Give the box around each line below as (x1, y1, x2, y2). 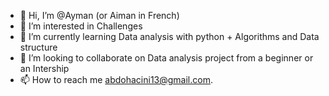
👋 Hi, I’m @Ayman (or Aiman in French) (19, 10, 180, 21)
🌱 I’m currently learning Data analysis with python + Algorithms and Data (19, 31, 320, 42)
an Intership (19, 63, 70, 74)
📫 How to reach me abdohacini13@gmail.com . (19, 74, 213, 85)
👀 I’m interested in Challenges (19, 20, 143, 32)
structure (19, 41, 58, 53)
